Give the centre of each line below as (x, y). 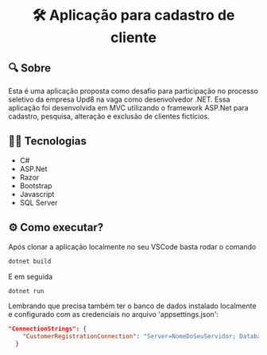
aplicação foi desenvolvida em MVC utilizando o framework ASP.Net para (128, 108)
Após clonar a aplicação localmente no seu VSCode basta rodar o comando (132, 246)
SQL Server (39, 203)
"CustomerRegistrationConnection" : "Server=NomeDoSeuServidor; (130, 337)
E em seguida (31, 276)
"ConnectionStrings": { (48, 329)
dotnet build (30, 261)
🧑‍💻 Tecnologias (48, 141)
